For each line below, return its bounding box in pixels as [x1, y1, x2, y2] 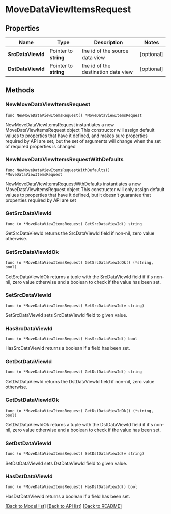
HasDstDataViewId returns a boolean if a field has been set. [5, 493, 130, 500]
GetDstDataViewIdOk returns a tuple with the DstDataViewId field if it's [5, 421, 153, 427]
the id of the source [81, 47, 129, 55]
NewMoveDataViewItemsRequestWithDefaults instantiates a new [5, 181, 141, 187]
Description [94, 39, 123, 46]
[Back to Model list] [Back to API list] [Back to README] [5, 503, 122, 509]
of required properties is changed [5, 143, 76, 149]
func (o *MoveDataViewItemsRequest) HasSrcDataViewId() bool [5, 336, 138, 342]
